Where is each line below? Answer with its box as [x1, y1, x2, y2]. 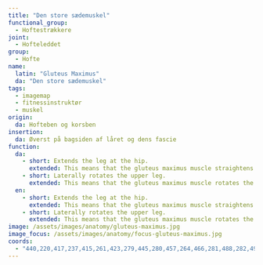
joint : [8, 33, 30, 42]
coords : [8, 238, 34, 245]
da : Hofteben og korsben [15, 121, 96, 129]
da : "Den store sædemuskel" [15, 77, 107, 85]
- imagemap [15, 92, 51, 100]
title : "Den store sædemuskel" [8, 11, 110, 20]
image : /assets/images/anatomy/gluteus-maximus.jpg [8, 223, 180, 231]
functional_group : [8, 19, 68, 27]
